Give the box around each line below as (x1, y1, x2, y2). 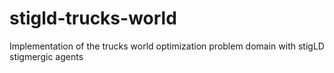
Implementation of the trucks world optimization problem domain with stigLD (9, 40, 325, 52)
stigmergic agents (9, 50, 84, 62)
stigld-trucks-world (9, 7, 177, 30)
